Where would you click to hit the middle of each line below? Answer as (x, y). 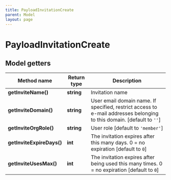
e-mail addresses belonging (125, 113)
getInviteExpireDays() (35, 143)
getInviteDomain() (30, 110)
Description (127, 81)
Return (76, 78)
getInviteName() (28, 93)
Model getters (28, 63)
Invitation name (109, 93)
